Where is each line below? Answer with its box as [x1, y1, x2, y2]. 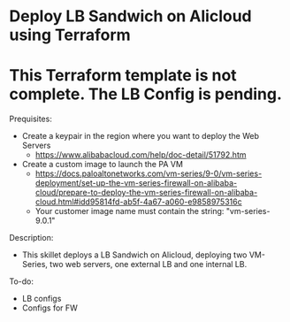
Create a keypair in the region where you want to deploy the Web [21, 131, 259, 142]
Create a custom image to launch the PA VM [21, 159, 184, 170]
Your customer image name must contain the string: [34, 206, 225, 217]
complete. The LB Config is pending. [9, 84, 283, 104]
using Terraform [9, 25, 131, 45]
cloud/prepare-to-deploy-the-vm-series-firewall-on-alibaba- [34, 188, 258, 198]
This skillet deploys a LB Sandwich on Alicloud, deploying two [21, 249, 248, 260]
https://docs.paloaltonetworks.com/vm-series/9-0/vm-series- [34, 168, 263, 179]
